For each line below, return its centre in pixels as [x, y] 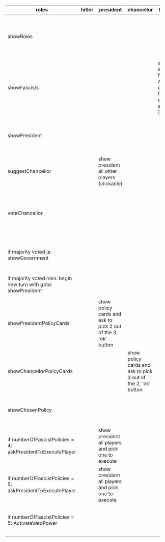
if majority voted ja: [30, 252]
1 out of [137, 377]
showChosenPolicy [30, 410]
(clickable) [110, 183]
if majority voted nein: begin [40, 278]
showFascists [23, 87]
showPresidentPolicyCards [39, 323]
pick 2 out [110, 326]
